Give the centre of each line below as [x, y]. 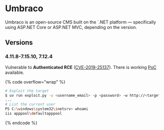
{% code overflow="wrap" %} [35, 82]
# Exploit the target [27, 91]
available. [15, 72]
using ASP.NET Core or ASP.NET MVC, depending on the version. [71, 27]
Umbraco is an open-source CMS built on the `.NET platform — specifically [81, 22]
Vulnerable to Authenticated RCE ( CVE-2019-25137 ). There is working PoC [81, 67]
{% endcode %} [21, 123]
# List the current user [30, 105]
